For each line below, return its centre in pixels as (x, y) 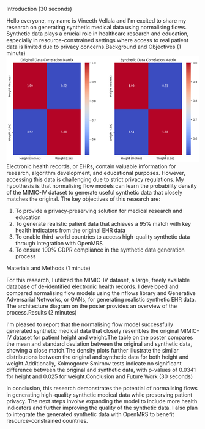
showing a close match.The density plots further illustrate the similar (93, 350)
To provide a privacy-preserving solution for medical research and (99, 211)
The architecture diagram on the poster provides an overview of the (92, 306)
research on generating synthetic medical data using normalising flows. (96, 27)
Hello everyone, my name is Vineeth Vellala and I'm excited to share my (96, 21)
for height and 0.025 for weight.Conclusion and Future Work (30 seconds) (100, 376)
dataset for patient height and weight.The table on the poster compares (103, 337)
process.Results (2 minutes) (42, 312)
